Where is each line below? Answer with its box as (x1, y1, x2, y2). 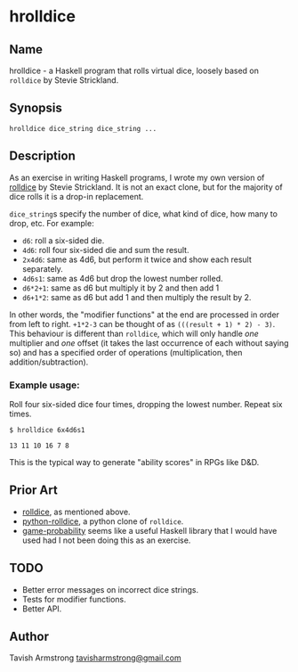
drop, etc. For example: (9, 217, 95, 228)
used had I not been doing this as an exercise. (21, 535, 191, 545)
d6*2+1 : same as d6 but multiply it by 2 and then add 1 (21, 283, 220, 293)
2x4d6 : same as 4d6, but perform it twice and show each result (21, 254, 252, 265)
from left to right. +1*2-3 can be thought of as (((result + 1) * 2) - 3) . (9, 318, 276, 329)
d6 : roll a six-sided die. (21, 234, 105, 246)
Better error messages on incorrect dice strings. (21, 584, 198, 594)
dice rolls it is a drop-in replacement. (9, 191, 144, 201)
